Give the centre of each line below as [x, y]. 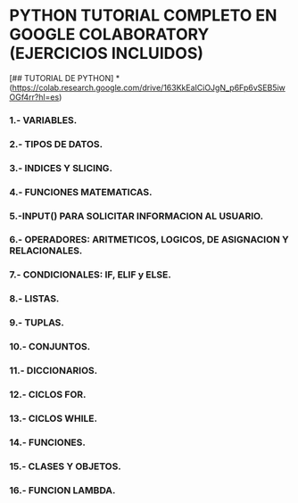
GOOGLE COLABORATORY [109, 34]
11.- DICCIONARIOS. [54, 371]
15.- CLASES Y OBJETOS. [66, 466]
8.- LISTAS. [34, 299]
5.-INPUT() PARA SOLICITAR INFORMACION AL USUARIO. [137, 216]
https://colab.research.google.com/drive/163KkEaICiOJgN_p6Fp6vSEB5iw [149, 87]
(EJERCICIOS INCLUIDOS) [106, 54]
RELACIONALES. [46, 251]
